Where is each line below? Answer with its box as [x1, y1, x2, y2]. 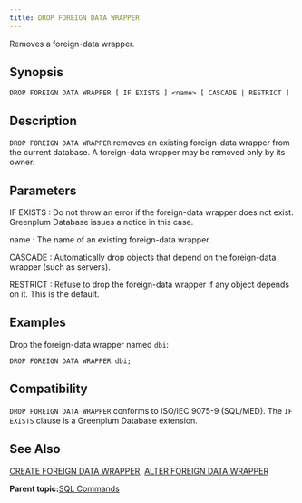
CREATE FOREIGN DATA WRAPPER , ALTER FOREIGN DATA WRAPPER [9, 465, 269, 477]
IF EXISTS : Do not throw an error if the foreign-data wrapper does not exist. [9, 207, 294, 218]
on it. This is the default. [9, 289, 100, 300]
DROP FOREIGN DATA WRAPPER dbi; [9, 356, 132, 366]
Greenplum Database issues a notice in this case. [9, 217, 194, 228]
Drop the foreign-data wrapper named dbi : [9, 339, 170, 350]
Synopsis [9, 64, 63, 80]
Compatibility [9, 381, 88, 397]
